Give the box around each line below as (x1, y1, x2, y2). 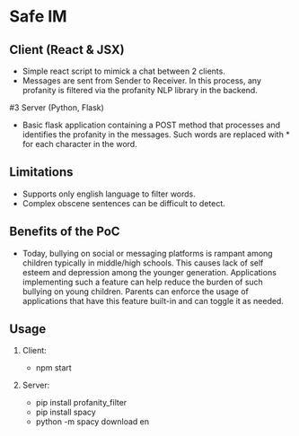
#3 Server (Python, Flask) (9, 102, 105, 113)
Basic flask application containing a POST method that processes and (22, 119, 281, 130)
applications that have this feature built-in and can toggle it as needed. (22, 295, 285, 306)
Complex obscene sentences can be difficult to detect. (22, 197, 226, 208)
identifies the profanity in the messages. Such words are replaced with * (22, 129, 290, 140)
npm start (35, 362, 72, 373)
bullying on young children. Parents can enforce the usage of (22, 285, 250, 297)
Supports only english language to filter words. (22, 188, 196, 199)
